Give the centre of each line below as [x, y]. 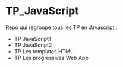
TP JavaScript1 [32, 39]
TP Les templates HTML [44, 51]
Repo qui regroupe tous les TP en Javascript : [61, 27]
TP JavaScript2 [33, 45]
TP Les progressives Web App [51, 58]
